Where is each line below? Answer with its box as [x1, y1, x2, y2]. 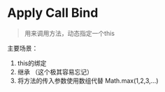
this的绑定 [17, 58, 47, 67]
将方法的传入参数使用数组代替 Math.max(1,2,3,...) [17, 76, 159, 85]
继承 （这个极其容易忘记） [17, 67, 93, 76]
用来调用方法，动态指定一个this [24, 29, 115, 37]
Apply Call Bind [7, 5, 99, 21]
